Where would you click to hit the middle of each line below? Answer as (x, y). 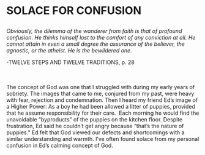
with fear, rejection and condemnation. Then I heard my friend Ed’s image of (102, 100)
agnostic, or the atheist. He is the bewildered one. (69, 51)
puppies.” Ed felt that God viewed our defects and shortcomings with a (95, 132)
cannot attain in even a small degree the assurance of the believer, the (96, 44)
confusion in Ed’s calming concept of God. (60, 146)
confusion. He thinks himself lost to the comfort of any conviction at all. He (101, 38)
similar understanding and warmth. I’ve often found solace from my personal (103, 139)
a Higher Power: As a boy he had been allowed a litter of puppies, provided (101, 107)
